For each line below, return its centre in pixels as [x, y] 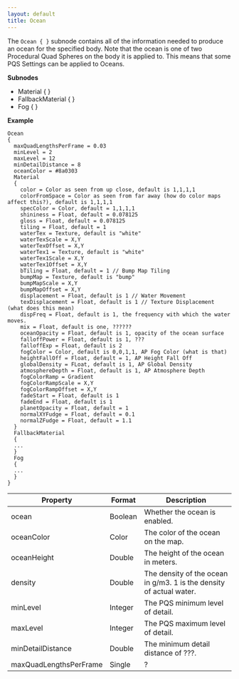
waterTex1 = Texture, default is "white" [82, 252]
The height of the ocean [184, 553]
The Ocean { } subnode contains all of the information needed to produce [116, 41]
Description [186, 500]
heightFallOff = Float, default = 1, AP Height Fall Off [106, 358]
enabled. [159, 521]
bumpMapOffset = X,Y [51, 290]
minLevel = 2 [33, 152]
